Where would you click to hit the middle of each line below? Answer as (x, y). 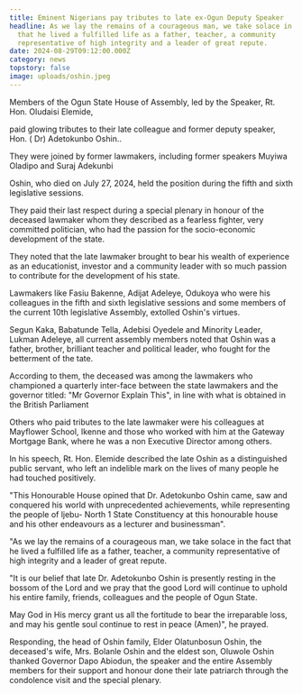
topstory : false (40, 68)
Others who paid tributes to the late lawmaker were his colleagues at (137, 422)
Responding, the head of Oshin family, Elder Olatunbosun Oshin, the (136, 642)
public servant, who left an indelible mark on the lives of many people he (144, 468)
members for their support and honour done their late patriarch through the (149, 670)
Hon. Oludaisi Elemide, (51, 111)
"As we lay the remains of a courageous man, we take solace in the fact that (150, 541)
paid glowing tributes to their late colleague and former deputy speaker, (143, 129)
